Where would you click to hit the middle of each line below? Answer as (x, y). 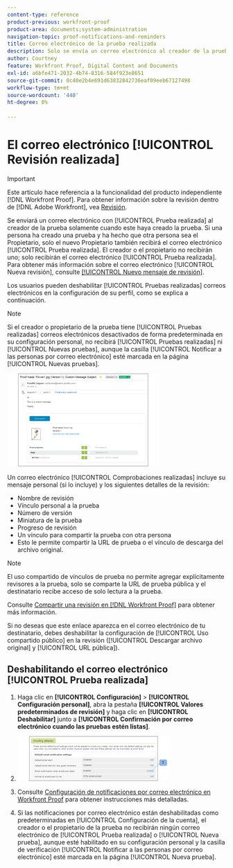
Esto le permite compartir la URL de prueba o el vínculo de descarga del (120, 542)
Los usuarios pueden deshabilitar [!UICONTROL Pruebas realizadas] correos (116, 285)
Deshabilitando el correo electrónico (88, 669)
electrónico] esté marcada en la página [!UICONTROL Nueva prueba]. (116, 857)
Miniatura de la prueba (49, 520)
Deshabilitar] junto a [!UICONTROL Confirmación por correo (105, 719)
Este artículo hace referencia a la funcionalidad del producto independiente (115, 192)
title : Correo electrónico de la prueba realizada (82, 44)
